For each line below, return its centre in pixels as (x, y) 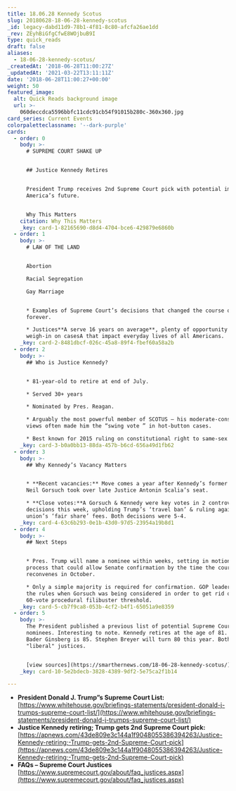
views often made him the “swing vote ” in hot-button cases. (119, 426)
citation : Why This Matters (61, 221)
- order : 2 (29, 349)
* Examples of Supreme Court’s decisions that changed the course (125, 311)
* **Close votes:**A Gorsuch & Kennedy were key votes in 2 (116, 503)
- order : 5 (29, 614)
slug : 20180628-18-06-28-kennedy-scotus (67, 20)
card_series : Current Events (50, 118)
